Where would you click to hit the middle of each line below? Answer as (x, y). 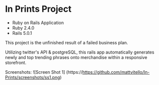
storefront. (16, 62)
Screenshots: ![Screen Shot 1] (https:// (44, 72)
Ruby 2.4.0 (23, 28)
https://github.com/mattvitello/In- (116, 72)
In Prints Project (39, 9)
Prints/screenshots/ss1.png (33, 77)
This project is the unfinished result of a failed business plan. (67, 42)
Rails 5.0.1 (22, 33)
